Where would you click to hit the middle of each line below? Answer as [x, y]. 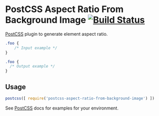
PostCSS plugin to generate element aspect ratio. [57, 34]
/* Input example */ [36, 48]
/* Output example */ [33, 67]
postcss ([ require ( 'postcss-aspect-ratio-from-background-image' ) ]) [80, 98]
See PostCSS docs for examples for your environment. [62, 108]
